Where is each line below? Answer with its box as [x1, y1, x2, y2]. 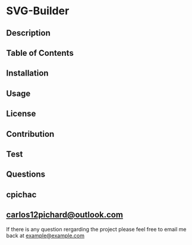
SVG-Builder [6, 4, 70, 18]
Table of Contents [6, 48, 74, 58]
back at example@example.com [6, 232, 85, 239]
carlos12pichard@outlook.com [6, 210, 124, 220]
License [6, 109, 36, 119]
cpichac [6, 189, 37, 200]
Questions [6, 169, 46, 180]
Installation [6, 68, 49, 78]
